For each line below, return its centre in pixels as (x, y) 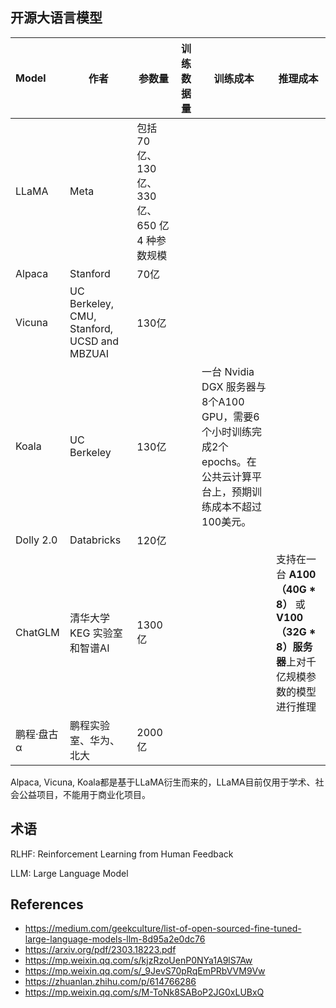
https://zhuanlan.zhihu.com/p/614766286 (110, 982)
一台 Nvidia (228, 371)
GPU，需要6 (230, 416)
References (47, 904)
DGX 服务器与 (234, 386)
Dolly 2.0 (36, 540)
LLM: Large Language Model (69, 873)
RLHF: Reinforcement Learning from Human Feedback (122, 854)
